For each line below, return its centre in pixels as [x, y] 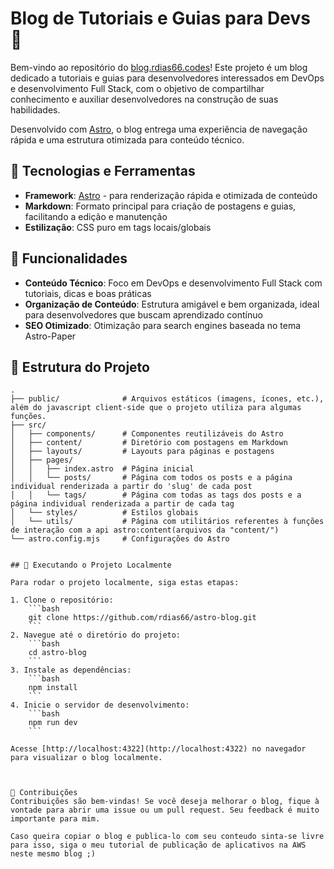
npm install [53, 688]
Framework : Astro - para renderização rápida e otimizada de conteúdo [171, 195]
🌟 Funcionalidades [69, 258]
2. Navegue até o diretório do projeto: [96, 635]
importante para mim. [55, 819]
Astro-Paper [50, 336]
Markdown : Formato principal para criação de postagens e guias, [160, 206]
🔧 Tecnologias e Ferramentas [103, 171]
